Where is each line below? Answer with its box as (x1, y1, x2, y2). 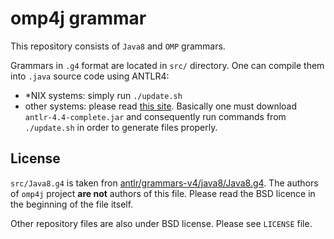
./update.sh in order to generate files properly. (24, 121, 218, 133)
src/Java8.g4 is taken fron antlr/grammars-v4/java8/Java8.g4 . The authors (10, 177, 319, 189)
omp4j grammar (10, 7, 147, 30)
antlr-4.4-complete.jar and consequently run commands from (24, 110, 287, 122)
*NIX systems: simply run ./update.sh (24, 89, 183, 101)
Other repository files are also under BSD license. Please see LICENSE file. (10, 217, 313, 229)
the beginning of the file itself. (10, 198, 134, 210)
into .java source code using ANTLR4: (10, 70, 170, 82)
